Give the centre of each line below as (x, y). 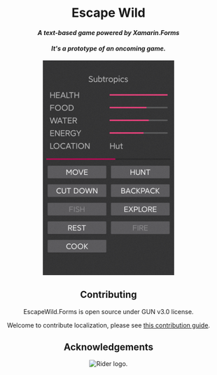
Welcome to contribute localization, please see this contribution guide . (108, 325)
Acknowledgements (108, 347)
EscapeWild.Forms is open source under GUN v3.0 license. (108, 311)
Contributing (108, 295)
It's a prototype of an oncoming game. (108, 49)
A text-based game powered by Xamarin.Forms (108, 32)
